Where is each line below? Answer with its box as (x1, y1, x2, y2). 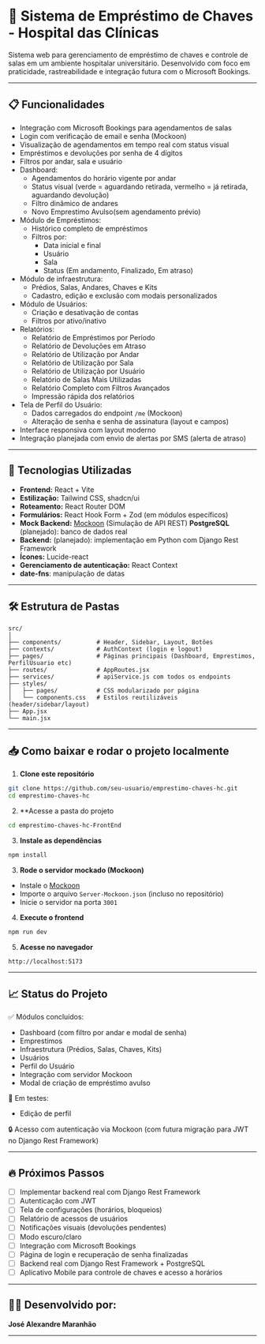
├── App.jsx (8, 708, 47, 715)
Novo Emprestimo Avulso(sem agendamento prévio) (31, 207, 201, 216)
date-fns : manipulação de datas (19, 569, 125, 578)
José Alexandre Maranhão (8, 1319, 97, 1329)
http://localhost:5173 (8, 957, 83, 966)
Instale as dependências (19, 835, 103, 845)
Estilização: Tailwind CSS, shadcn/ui (19, 493, 140, 502)
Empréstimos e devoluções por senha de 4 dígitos (19, 148, 183, 157)
